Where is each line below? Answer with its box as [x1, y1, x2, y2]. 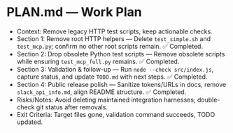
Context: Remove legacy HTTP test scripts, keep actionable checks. [16, 27, 213, 36]
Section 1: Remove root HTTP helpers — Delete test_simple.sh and [16, 34, 211, 42]
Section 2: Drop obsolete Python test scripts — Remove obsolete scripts [16, 49, 225, 58]
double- [197, 95, 220, 104]
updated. [16, 118, 43, 126]
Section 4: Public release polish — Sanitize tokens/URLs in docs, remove [16, 80, 227, 88]
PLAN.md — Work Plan [6, 4, 142, 20]
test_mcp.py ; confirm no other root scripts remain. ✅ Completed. [16, 42, 204, 50]
